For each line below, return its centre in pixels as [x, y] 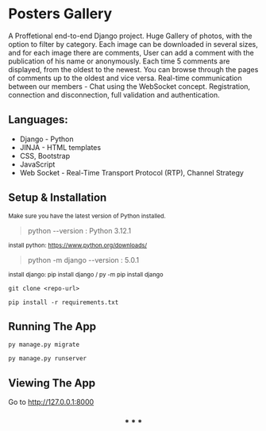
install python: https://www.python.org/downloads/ [78, 245]
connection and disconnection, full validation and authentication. [114, 94]
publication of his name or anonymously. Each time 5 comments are [119, 61]
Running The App [52, 326]
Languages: [39, 120]
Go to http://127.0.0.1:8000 [51, 402]
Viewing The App [52, 383]
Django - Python [46, 139]
